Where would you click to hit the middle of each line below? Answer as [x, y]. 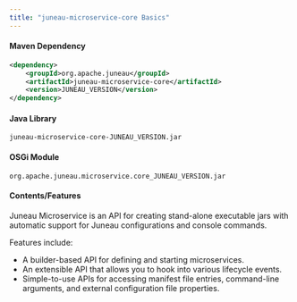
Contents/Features [45, 196]
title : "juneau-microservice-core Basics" [89, 17]
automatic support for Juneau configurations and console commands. [138, 225]
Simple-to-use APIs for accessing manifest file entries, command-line [151, 279]
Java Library [33, 118]
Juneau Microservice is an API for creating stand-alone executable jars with [149, 215]
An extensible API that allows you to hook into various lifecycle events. [152, 269]
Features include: [41, 242]
